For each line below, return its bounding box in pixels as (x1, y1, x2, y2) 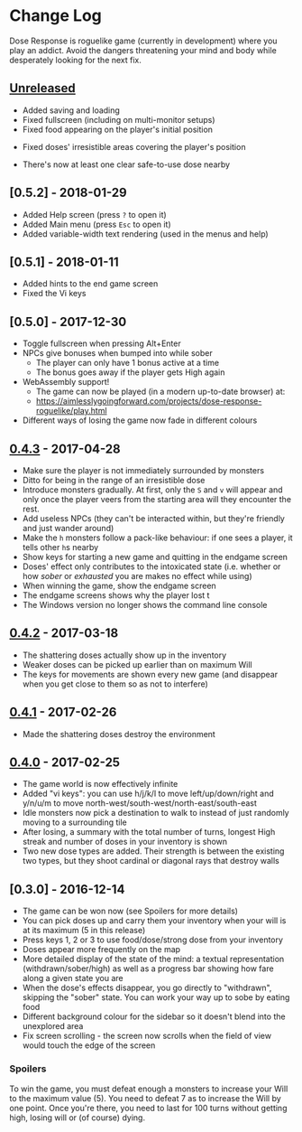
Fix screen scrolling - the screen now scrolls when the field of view (22, 1031, 272, 1042)
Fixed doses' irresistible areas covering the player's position (22, 141, 246, 152)
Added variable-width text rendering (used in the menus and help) (22, 228, 269, 239)
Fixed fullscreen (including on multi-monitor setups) (22, 114, 215, 125)
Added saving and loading (22, 105, 120, 116)
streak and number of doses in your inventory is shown (22, 837, 228, 847)
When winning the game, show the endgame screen (22, 580, 216, 591)
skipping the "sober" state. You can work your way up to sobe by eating (22, 992, 290, 1003)
